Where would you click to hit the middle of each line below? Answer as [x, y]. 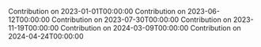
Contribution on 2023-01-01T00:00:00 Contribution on [97, 11]
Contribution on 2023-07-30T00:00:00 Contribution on [141, 20]
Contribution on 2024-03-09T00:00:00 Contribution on [151, 28]
